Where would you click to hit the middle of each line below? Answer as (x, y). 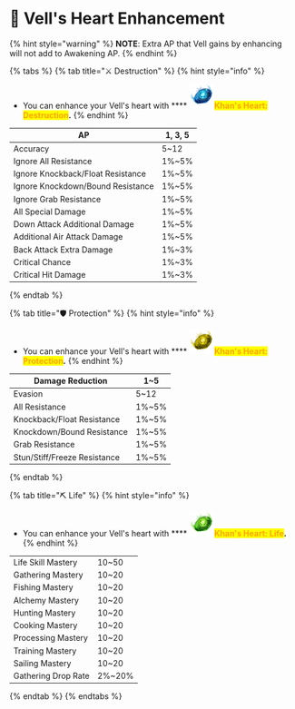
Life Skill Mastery (45, 562)
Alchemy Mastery (46, 600)
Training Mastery (45, 650)
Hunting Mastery (44, 613)
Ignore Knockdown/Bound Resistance (84, 186)
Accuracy (31, 148)
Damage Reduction (71, 381)
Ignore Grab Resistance (57, 199)
